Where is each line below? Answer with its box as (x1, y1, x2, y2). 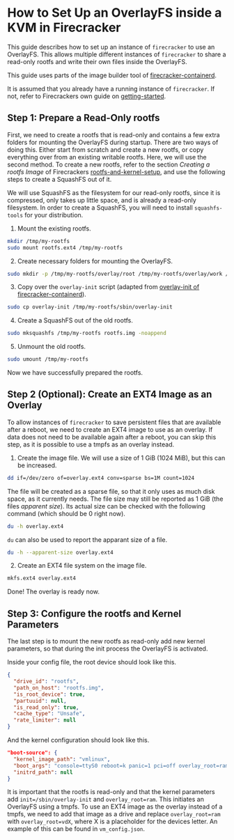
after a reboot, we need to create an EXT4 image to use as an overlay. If (7, 425, 213, 433)
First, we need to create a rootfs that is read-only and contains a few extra (7, 130, 221, 139)
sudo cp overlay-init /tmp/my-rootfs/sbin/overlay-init (7, 304, 173, 311)
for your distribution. (24, 210, 84, 219)
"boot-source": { (7, 749, 58, 756)
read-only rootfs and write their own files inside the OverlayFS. (7, 57, 188, 65)
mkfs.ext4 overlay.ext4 (7, 575, 77, 582)
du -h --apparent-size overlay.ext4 (7, 549, 114, 556)
